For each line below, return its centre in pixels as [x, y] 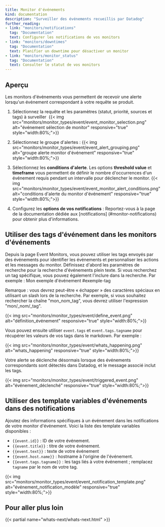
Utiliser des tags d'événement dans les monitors [81, 235]
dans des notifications [40, 409]
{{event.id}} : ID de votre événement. [51, 440]
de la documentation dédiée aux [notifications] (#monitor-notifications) [84, 214]
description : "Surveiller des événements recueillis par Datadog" [75, 19]
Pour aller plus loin [34, 507]
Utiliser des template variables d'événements [76, 401]
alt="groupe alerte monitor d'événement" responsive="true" [73, 153]
